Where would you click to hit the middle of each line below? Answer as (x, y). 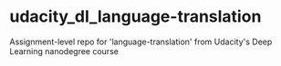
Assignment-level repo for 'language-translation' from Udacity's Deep (141, 42)
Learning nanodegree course (64, 51)
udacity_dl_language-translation (135, 17)
